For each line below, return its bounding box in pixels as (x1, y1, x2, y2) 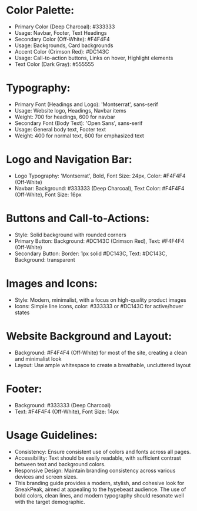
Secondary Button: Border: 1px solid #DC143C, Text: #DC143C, (14, 250, 168, 257)
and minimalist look (14, 355, 62, 362)
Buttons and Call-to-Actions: (6, 212, 150, 225)
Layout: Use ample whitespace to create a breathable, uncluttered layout (14, 361, 191, 368)
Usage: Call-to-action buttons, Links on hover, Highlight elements (14, 54, 173, 61)
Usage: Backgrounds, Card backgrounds (14, 42, 113, 49)
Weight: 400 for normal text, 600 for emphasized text (14, 132, 144, 139)
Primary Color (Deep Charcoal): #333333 (14, 23, 115, 30)
